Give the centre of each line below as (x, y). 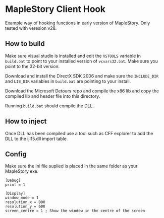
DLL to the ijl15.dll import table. (37, 139)
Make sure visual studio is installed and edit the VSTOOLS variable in (73, 56)
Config (16, 154)
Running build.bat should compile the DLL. (50, 106)
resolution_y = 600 (25, 207)
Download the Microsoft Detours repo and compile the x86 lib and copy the (82, 91)
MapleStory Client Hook (55, 9)
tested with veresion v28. (31, 28)
